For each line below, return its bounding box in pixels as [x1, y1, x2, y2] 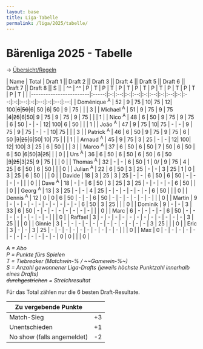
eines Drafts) [6, 270, 39, 278]
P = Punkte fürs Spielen [6, 251, 65, 258]
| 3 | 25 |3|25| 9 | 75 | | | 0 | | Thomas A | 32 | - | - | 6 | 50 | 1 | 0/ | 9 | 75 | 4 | [6, 157, 190, 165]
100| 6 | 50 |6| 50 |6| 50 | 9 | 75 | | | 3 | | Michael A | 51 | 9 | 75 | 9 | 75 [6, 104, 173, 113]
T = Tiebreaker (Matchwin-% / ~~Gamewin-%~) [6, 257, 128, 264]
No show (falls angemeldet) [9, 333, 88, 341]
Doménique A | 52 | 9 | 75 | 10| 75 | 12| [77, 98, 173, 105]
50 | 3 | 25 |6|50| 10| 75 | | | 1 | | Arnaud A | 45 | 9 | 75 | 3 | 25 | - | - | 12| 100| [6, 135, 191, 143]
